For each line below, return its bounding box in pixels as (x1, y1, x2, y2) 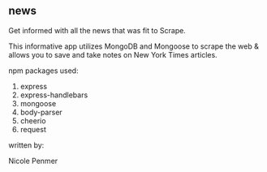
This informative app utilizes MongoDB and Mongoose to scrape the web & (8, 41, 260, 51)
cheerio (19, 115, 46, 126)
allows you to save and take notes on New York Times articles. (8, 49, 217, 59)
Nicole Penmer (8, 156, 58, 166)
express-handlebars (19, 90, 88, 100)
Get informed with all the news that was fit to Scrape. (8, 25, 187, 35)
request (19, 124, 46, 134)
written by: (8, 140, 45, 150)
